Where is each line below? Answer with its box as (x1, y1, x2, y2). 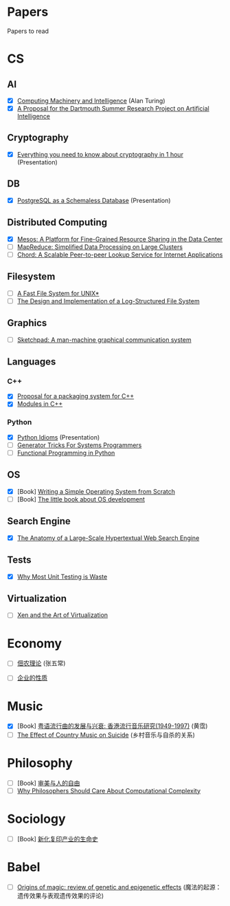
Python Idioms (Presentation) (16, 433, 100, 441)
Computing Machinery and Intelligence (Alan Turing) (16, 96, 166, 105)
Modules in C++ (16, 400, 63, 408)
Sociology (7, 811, 67, 826)
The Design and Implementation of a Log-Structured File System (16, 296, 200, 305)
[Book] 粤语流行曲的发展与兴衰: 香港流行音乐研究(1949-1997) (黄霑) (16, 722, 208, 730)
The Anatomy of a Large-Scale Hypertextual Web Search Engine (16, 534, 200, 542)
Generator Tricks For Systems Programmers (16, 441, 142, 449)
